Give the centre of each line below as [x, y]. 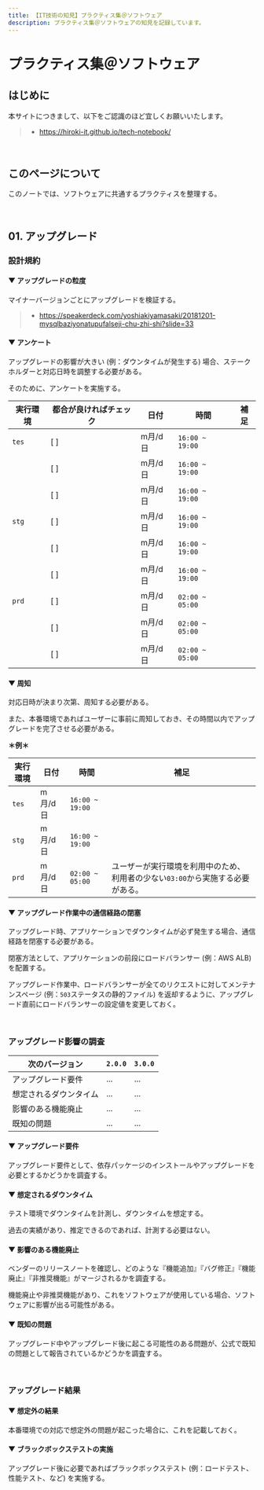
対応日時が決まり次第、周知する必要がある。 [81, 702]
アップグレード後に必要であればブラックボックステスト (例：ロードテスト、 [131, 1468]
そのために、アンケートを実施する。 [67, 388]
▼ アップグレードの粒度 [47, 281]
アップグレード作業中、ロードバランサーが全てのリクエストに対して [118, 985]
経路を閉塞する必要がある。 [53, 941]
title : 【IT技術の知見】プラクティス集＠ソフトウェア [85, 15]
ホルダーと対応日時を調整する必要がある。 [77, 372]
